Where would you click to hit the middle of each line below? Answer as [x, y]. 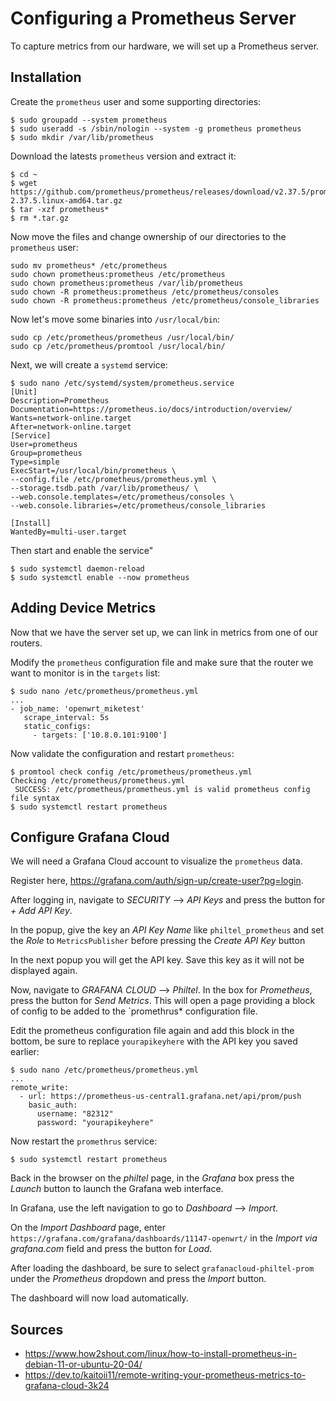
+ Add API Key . [41, 911]
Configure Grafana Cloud [90, 837]
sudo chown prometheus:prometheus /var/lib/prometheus [127, 283]
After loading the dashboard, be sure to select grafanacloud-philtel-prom [162, 1268]
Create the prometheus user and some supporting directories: [136, 101]
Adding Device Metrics [83, 608]
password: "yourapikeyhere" [95, 1123]
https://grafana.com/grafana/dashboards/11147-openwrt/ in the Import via [164, 1238]
